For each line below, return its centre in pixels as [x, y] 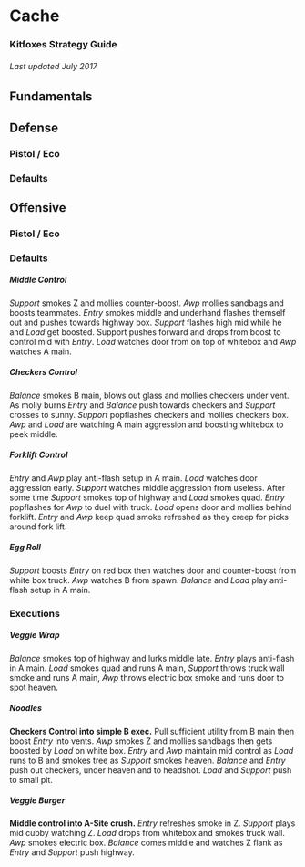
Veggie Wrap [35, 635]
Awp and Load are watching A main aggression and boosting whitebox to [147, 424]
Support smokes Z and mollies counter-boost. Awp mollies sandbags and [147, 303]
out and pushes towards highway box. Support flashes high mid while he [146, 322]
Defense [34, 127]
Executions [35, 613]
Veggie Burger [37, 800]
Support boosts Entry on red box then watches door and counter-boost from [153, 570]
